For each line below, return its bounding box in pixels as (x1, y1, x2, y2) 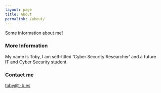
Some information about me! (5, 30, 63, 36)
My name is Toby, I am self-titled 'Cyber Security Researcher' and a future (5, 53, 157, 59)
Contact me (5, 71, 34, 78)
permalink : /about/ (5, 16, 45, 21)
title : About (5, 12, 32, 17)
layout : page (5, 7, 32, 12)
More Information (5, 43, 48, 49)
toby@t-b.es (5, 82, 31, 88)
